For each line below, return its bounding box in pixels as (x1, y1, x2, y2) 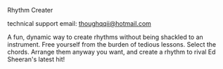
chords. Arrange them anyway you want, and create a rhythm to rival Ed (7, 48, 216, 56)
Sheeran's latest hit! (7, 55, 65, 63)
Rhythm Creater (7, 6, 53, 14)
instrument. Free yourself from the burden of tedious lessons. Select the (7, 40, 217, 48)
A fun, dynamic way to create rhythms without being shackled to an (7, 33, 204, 41)
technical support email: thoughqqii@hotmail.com (7, 20, 151, 27)
